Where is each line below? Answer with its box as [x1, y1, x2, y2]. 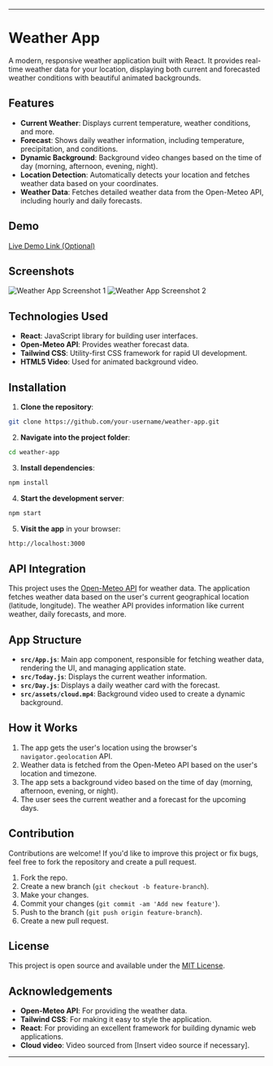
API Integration [8, 561, 87, 575]
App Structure [8, 633, 82, 647]
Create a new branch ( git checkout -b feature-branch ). [19, 881, 210, 890]
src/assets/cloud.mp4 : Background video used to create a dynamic [19, 689, 245, 699]
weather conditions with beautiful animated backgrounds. [8, 72, 201, 82]
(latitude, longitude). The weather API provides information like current [8, 600, 245, 610]
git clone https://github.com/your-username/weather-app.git [8, 418, 220, 426]
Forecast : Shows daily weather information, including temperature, [19, 135, 245, 145]
